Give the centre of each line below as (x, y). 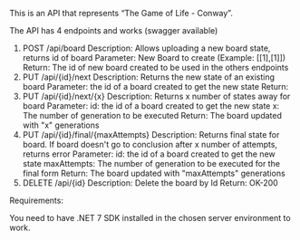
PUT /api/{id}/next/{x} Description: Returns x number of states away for (156, 96)
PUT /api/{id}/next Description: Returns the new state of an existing (148, 77)
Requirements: (36, 200)
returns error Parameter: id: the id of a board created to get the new (149, 154)
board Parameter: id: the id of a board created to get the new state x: (151, 106)
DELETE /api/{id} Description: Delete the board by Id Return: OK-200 (150, 183)
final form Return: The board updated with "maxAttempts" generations (154, 173)
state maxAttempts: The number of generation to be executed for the (151, 163)
